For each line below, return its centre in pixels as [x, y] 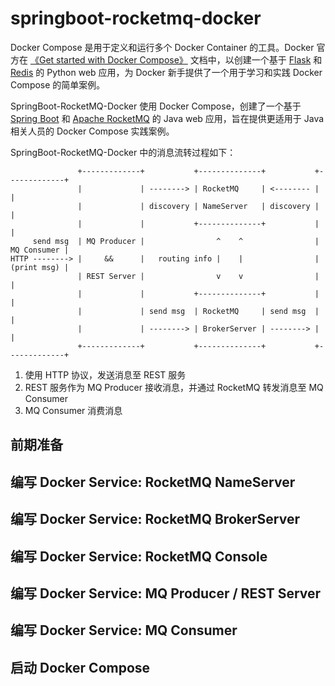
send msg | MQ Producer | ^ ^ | [176, 241]
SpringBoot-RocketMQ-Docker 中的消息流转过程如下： [123, 152]
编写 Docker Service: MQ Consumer [124, 630]
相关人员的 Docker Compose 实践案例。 [92, 131]
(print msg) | [40, 267]
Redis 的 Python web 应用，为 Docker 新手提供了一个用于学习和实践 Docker [166, 72]
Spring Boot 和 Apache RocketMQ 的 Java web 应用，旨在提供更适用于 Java [167, 118]
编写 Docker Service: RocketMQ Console [139, 556]
